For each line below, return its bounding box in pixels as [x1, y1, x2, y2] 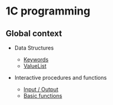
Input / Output [23, 86, 59, 93]
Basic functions [23, 92, 63, 99]
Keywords [23, 56, 49, 63]
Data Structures [14, 44, 54, 51]
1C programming [5, 4, 91, 18]
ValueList [23, 62, 47, 69]
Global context [5, 28, 62, 39]
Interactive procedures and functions [14, 74, 107, 81]
